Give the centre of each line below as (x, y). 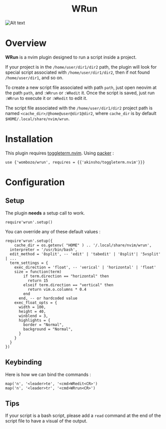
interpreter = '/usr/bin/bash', (44, 250)
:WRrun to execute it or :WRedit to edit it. (46, 98)
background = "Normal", (48, 329)
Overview (26, 43)
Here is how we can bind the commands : (48, 374)
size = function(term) (38, 272)
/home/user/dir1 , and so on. (34, 77)
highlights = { (34, 320)
